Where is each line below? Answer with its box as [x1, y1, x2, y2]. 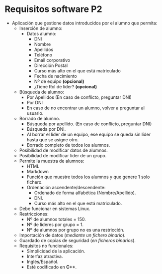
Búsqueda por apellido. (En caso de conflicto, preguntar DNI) [26, 121, 152, 127]
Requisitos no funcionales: [19, 243, 74, 249]
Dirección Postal [34, 62, 68, 68]
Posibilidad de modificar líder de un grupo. [19, 152, 107, 158]
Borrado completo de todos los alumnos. [26, 142, 110, 148]
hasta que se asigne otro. [26, 136, 79, 143]
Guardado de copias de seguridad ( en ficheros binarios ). [19, 237, 136, 243]
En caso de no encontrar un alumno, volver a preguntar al [26, 105, 145, 111]
